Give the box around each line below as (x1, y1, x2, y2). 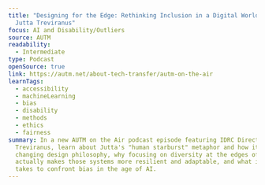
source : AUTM (8, 33, 51, 42)
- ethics (15, 121, 44, 129)
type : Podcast (8, 56, 55, 64)
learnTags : (8, 77, 44, 85)
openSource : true (8, 63, 65, 71)
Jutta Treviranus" (15, 19, 77, 27)
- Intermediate (15, 48, 65, 56)
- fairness (15, 128, 51, 136)
